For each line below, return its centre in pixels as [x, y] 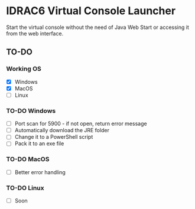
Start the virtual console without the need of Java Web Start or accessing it [97, 27]
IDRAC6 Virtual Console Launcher [91, 11]
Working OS [24, 69]
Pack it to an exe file [39, 143]
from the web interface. [35, 33]
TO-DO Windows [31, 110]
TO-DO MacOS [28, 159]
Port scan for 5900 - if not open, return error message [81, 124]
